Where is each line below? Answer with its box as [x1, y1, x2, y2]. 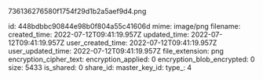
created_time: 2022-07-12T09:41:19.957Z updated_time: [8, 30, 190, 39]
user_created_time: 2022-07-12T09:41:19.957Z [66, 38, 217, 47]
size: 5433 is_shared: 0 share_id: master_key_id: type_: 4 [8, 63, 192, 72]
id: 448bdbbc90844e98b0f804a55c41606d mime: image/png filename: [8, 22, 241, 30]
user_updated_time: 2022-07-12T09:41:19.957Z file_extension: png [8, 47, 224, 55]
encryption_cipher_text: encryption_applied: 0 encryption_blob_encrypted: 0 [8, 54, 255, 64]
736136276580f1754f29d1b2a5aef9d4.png [8, 7, 147, 16]
